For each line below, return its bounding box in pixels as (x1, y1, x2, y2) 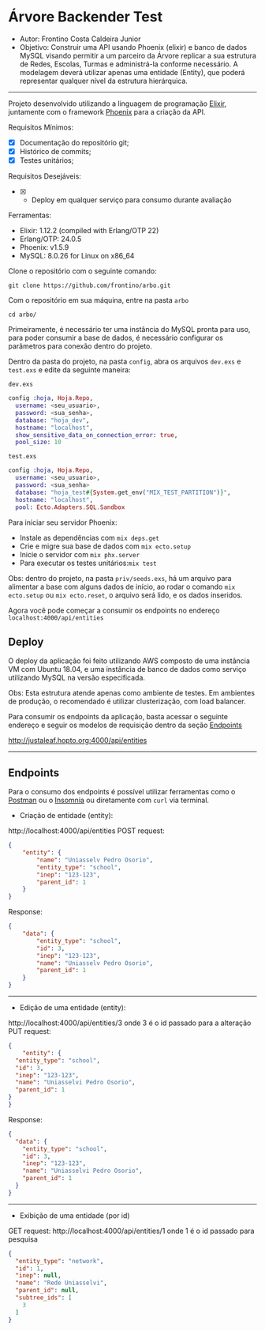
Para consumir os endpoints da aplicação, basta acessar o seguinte (8, 712, 229, 722)
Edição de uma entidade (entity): (19, 1003, 126, 1012)
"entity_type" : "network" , (15, 1257, 104, 1265)
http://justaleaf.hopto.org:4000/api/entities (8, 736, 147, 745)
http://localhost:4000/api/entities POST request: (8, 826, 166, 835)
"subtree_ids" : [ (15, 1294, 73, 1302)
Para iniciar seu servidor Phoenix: (8, 518, 118, 527)
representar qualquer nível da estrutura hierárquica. (19, 76, 188, 85)
